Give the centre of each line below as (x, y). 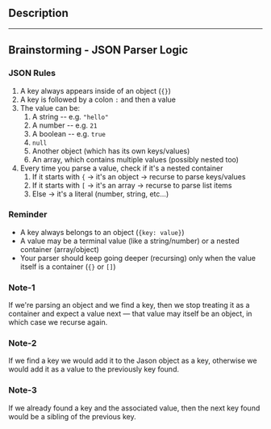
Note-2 (23, 343)
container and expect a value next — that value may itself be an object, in (130, 313)
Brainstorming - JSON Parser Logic (98, 50)
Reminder (28, 215)
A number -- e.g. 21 (65, 125)
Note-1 (22, 288)
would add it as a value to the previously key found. (94, 369)
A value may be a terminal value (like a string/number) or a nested (129, 241)
